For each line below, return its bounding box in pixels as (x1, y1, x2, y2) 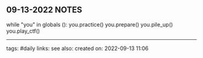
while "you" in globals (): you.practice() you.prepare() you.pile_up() (6, 21, 173, 28)
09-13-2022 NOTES (6, 5, 83, 15)
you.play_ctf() (6, 27, 40, 34)
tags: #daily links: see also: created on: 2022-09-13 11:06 (6, 45, 149, 52)
